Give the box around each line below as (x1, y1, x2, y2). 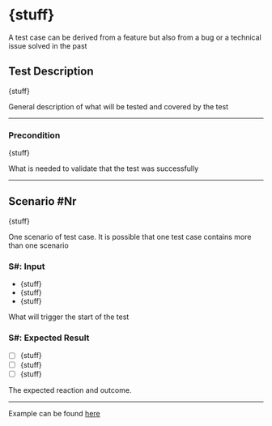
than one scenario (8, 241, 69, 250)
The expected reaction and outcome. (8, 385, 132, 394)
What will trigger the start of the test (8, 312, 130, 322)
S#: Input (8, 261, 45, 272)
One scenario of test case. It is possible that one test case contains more (8, 232, 252, 241)
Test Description (8, 65, 95, 79)
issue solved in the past (8, 40, 87, 50)
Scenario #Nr (8, 194, 77, 208)
